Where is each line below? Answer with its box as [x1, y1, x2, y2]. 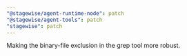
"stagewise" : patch [6, 23, 63, 29]
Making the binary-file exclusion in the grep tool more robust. [6, 42, 181, 50]
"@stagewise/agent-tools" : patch [6, 16, 103, 23]
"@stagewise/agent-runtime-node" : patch [6, 10, 125, 17]
